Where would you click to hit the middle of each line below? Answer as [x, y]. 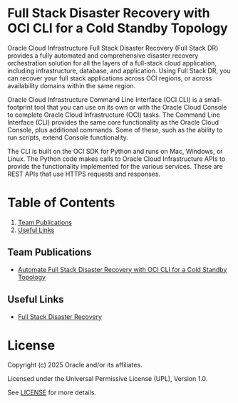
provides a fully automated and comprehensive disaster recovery [103, 56]
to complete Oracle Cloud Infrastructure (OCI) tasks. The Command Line [114, 115]
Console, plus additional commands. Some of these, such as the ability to [115, 130]
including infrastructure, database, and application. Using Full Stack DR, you [119, 70]
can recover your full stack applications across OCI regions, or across [110, 78]
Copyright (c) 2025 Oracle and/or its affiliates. [75, 365]
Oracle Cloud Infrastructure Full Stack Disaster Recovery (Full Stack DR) [113, 48]
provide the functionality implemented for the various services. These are [115, 166]
